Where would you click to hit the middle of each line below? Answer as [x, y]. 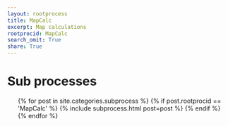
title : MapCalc [30, 20]
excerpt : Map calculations [47, 27]
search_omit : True [34, 40]
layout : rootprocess [38, 14]
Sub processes [52, 81]
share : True [25, 46]
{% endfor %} [38, 115]
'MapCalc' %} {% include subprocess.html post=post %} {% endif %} [119, 108]
